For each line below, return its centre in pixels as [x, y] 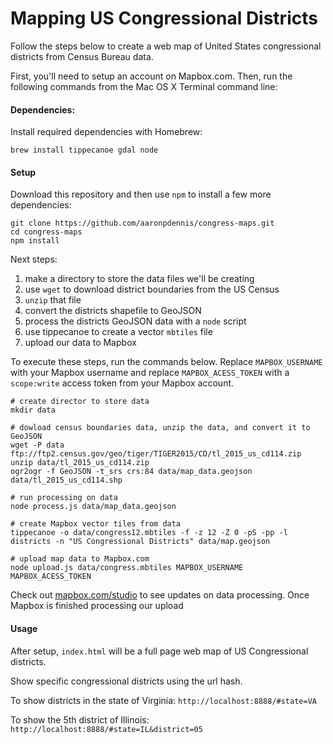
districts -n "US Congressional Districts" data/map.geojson [140, 542]
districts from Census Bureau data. [82, 56]
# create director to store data [80, 402]
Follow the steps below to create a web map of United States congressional [166, 46]
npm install [35, 241]
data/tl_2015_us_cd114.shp [66, 480]
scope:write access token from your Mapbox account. [122, 383]
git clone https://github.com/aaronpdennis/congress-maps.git [142, 223]
